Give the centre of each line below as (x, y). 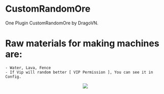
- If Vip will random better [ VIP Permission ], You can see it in (79, 72)
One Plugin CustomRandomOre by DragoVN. (52, 23)
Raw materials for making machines (82, 43)
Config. (13, 77)
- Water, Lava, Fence (28, 68)
